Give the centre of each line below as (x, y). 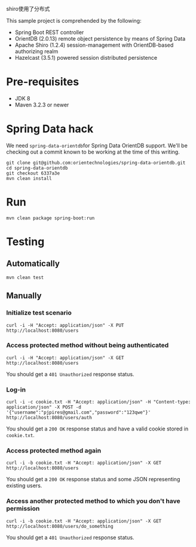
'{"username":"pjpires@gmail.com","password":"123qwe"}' (79, 412)
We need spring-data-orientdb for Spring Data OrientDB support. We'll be (97, 145)
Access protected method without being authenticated (88, 346)
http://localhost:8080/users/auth (49, 418)
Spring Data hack (50, 129)
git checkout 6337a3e (33, 173)
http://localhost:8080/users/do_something (60, 526)
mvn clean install (29, 178)
